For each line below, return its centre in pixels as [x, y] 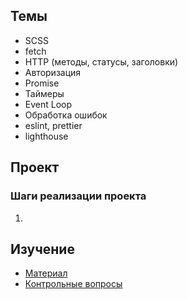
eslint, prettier [53, 125]
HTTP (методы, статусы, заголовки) [101, 61]
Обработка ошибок [66, 115]
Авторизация [53, 72]
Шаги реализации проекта [78, 196]
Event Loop [48, 104]
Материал [46, 273]
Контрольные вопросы [73, 284]
